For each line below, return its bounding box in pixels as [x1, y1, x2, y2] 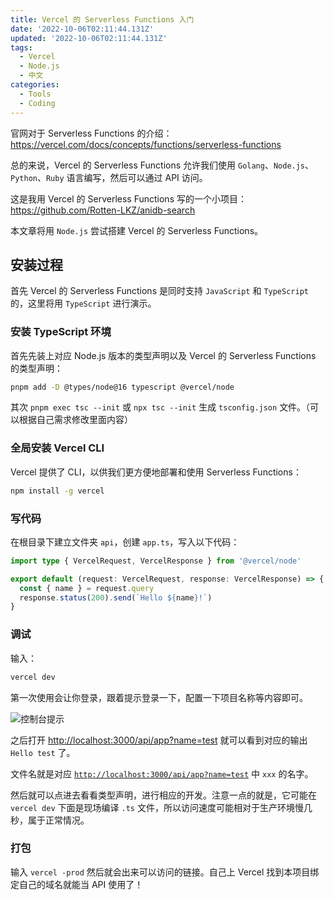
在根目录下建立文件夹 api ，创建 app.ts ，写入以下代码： [10, 536, 240, 548]
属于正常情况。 [27, 814, 90, 826]
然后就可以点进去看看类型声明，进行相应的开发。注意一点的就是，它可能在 [10, 789, 317, 801]
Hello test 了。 [10, 746, 76, 758]
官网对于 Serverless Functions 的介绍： [10, 127, 173, 139]
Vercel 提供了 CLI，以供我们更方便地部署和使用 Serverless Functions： [10, 466, 302, 478]
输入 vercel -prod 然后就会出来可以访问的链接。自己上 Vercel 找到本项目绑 [10, 866, 320, 878]
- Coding [19, 98, 56, 108]
